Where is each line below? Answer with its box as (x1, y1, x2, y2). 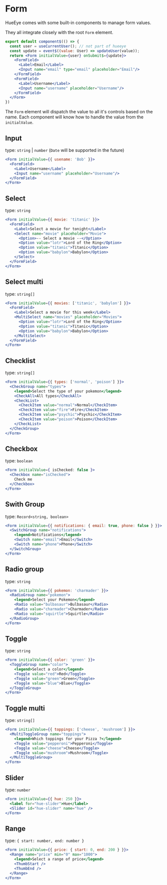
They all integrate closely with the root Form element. (5, 29, 113, 35)
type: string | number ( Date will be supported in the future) (5, 147, 124, 153)
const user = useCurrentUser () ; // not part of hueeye (9, 44, 126, 49)
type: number (5, 787, 31, 793)
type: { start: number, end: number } (5, 838, 84, 844)
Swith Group (5, 500, 45, 509)
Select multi (5, 278, 43, 286)
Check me (14, 477, 32, 482)
